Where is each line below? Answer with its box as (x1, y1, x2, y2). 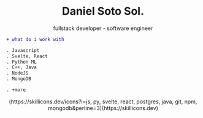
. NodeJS (6, 70, 29, 76)
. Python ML (6, 59, 37, 65)
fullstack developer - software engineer (53, 24, 153, 32)
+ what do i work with (6, 36, 64, 42)
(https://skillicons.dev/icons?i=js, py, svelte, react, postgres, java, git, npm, (9, 98, 197, 105)
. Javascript (6, 47, 40, 53)
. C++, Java (6, 64, 37, 71)
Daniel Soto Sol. (61, 4, 145, 18)
